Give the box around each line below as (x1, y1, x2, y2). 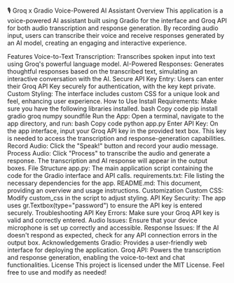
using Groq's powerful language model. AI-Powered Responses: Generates (7, 60, 224, 68)
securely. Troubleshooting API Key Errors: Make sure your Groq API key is (7, 209, 220, 216)
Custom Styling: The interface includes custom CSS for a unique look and (7, 90, 220, 97)
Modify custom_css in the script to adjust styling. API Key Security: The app (7, 194, 226, 202)
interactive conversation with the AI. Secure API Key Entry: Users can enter (7, 75, 224, 83)
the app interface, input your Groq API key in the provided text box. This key (7, 127, 226, 135)
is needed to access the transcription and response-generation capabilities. (7, 134, 226, 142)
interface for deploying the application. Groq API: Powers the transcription (7, 246, 221, 254)
